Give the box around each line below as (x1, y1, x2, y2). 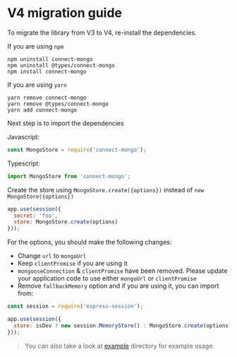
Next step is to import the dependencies (7, 119, 125, 127)
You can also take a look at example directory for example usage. (24, 341, 215, 350)
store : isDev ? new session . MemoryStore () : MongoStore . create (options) (13, 322, 232, 329)
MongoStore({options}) (7, 193, 74, 200)
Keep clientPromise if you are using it (17, 259, 128, 268)
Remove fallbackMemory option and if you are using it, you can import (17, 281, 219, 291)
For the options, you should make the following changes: (7, 238, 172, 247)
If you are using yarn (7, 80, 67, 89)
